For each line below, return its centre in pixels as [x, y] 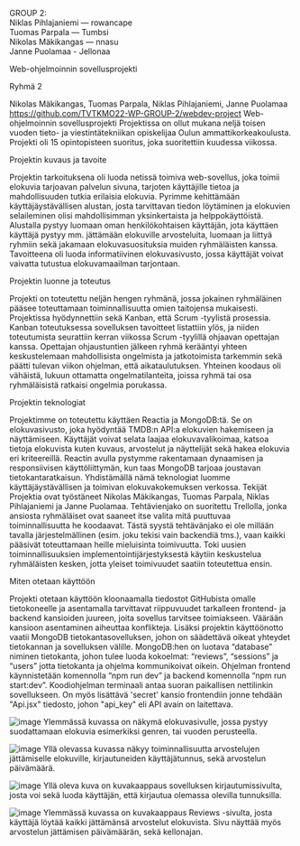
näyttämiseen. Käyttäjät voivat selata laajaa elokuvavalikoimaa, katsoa [139, 439]
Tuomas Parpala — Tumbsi [59, 32]
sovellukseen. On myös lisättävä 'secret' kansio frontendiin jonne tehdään [146, 695]
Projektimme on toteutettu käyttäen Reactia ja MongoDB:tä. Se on [131, 420]
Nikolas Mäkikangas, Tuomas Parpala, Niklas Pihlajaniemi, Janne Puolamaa [149, 104]
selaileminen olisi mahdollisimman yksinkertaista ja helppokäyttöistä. [136, 215]
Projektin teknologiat [47, 402]
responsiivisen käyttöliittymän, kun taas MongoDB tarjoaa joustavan [135, 468]
